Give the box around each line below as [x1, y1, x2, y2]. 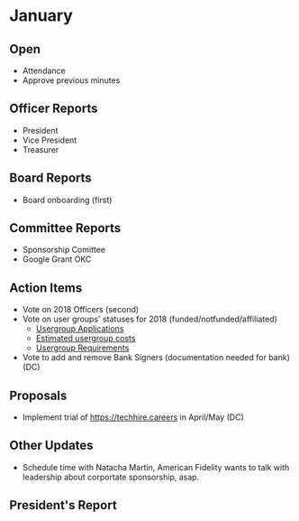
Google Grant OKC [22, 254, 92, 265]
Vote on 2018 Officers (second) [22, 304, 140, 315]
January [9, 5, 74, 26]
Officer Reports [9, 101, 98, 116]
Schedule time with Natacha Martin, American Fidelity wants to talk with [22, 461, 290, 472]
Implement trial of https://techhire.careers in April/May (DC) [22, 412, 245, 423]
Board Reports [9, 171, 92, 186]
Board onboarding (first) [22, 194, 113, 205]
